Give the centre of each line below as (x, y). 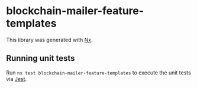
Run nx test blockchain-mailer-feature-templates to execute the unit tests (98, 73)
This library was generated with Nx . (49, 40)
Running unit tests (41, 58)
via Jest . (17, 79)
